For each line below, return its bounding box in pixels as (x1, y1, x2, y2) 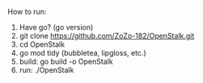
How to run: (7, 7, 47, 16)
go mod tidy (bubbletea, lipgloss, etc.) (19, 48, 146, 57)
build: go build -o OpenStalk (19, 56, 114, 66)
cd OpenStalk (19, 39, 66, 49)
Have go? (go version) (19, 23, 94, 31)
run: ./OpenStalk (19, 65, 74, 75)
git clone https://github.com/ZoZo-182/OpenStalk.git (19, 31, 195, 40)
